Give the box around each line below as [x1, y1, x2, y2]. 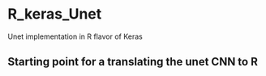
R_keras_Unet [7, 5, 102, 23]
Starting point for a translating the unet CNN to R [7, 55, 259, 69]
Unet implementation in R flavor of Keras [7, 32, 143, 41]
